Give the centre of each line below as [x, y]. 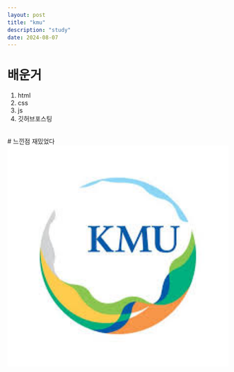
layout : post [27, 15]
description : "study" [39, 30]
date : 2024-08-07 [33, 37]
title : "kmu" [27, 22]
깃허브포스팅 [35, 119]
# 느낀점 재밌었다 [31, 141]
